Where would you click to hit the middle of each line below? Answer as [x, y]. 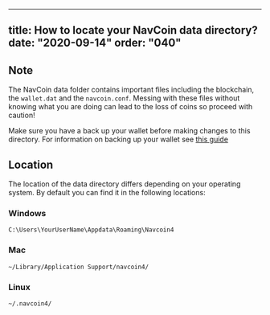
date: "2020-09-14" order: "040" [95, 43]
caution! [22, 115]
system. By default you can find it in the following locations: [107, 193]
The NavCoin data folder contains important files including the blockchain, [131, 90]
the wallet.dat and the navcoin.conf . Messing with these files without [124, 98]
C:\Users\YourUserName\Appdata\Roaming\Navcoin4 [91, 230]
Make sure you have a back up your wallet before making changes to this [129, 131]
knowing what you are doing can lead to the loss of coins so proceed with [131, 107]
